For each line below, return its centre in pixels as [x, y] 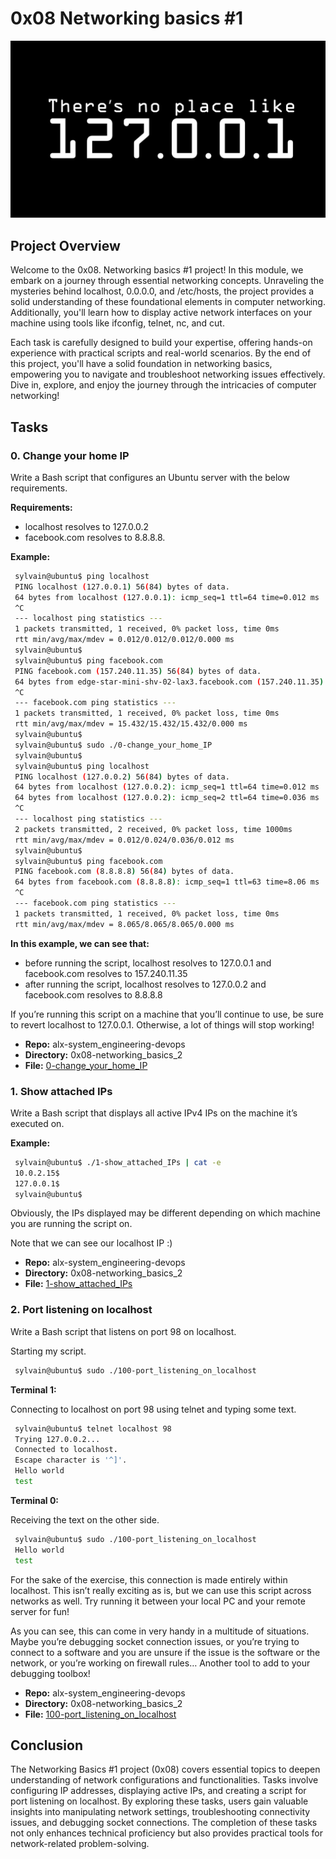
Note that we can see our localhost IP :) [91, 1243]
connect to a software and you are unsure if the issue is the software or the [165, 1652]
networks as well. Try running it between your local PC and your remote [158, 1601]
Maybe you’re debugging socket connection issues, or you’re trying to [155, 1641]
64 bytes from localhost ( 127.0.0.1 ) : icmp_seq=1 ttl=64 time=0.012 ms [167, 597]
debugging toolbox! [50, 1673]
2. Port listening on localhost [81, 1310]
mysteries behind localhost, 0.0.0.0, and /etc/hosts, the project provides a [162, 291]
